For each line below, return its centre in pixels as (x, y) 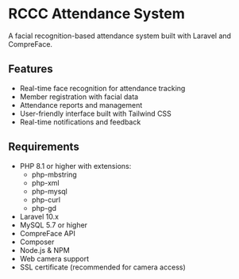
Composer (37, 242)
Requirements (44, 147)
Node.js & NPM (44, 250)
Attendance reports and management (81, 105)
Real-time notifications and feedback (80, 122)
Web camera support (54, 258)
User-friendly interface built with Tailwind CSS (96, 113)
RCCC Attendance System (96, 14)
